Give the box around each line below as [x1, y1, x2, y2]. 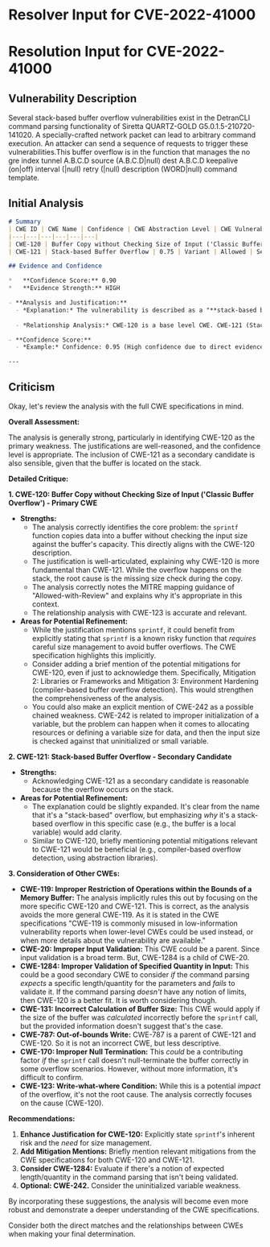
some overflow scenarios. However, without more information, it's [19, 1063, 239, 1073]
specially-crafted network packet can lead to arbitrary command [42, 130, 256, 140]
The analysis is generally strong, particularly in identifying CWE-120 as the [8, 433, 256, 442]
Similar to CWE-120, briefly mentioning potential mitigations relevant [31, 835, 258, 845]
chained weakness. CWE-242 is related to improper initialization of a [31, 710, 260, 720]
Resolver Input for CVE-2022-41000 [8, 6, 256, 24]
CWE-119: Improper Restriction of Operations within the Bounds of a [19, 884, 252, 893]
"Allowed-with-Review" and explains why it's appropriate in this [31, 590, 243, 600]
